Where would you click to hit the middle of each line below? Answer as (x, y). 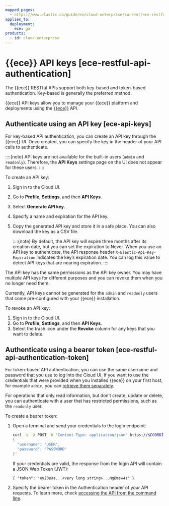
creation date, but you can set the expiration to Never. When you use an (87, 246)
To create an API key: (27, 177)
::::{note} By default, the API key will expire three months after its (79, 241)
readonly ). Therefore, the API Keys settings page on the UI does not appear (84, 162)
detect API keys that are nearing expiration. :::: (60, 262)
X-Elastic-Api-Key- (136, 252)
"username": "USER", (39, 444)
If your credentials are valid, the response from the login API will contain (87, 463)
